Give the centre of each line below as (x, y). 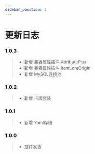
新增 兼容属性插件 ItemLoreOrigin (57, 68)
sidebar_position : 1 (26, 10)
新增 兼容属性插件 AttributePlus (55, 62)
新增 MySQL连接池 (43, 74)
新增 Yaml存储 (38, 122)
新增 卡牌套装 (38, 98)
